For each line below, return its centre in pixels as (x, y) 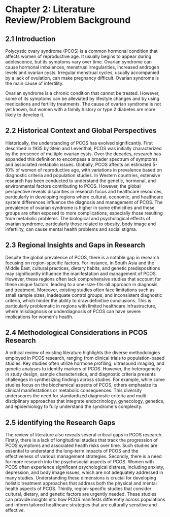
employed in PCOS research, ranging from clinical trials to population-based (85, 358)
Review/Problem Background (68, 20)
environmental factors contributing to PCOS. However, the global (73, 186)
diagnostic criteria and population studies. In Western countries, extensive (83, 175)
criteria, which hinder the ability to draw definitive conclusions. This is (78, 300)
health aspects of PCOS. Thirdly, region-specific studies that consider (78, 489)
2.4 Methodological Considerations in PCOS (77, 333)
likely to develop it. (25, 115)
